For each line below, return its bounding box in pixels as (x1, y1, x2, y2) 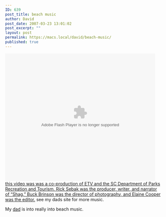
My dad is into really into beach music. (5, 206, 84, 212)
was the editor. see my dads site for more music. (5, 196, 104, 202)
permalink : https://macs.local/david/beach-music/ (5, 35, 112, 40)
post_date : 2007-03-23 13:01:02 (5, 21, 72, 26)
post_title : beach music (5, 12, 56, 17)
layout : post (5, 30, 32, 35)
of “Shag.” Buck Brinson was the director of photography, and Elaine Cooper (5, 191, 161, 197)
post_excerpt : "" (5, 26, 41, 31)
